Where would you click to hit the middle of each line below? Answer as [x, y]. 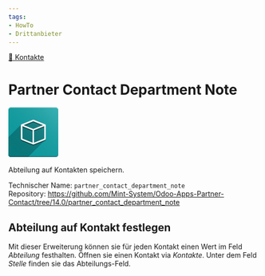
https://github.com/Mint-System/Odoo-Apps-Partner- [136, 194]
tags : [17, 17]
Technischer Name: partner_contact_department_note [97, 185]
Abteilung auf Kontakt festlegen [90, 227]
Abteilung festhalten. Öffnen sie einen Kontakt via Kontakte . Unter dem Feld [132, 255]
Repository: [27, 194]
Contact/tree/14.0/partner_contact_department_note [94, 203]
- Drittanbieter [35, 34]
